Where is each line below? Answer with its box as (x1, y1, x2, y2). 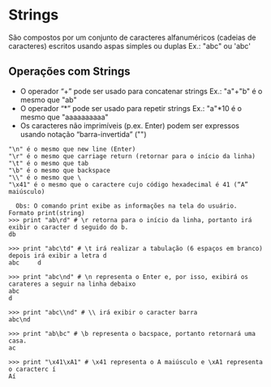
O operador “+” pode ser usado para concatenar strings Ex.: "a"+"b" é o (19, 86, 263, 96)
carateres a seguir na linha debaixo (8, 280, 136, 288)
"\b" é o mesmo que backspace (8, 166, 111, 174)
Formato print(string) (8, 209, 85, 217)
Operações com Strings (8, 65, 131, 79)
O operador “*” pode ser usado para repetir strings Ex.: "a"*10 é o (19, 103, 242, 113)
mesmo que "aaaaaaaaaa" (19, 112, 109, 122)
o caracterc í (8, 365, 57, 373)
